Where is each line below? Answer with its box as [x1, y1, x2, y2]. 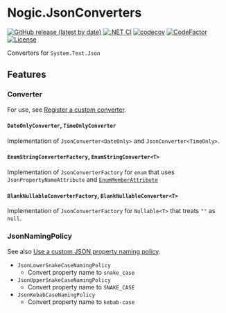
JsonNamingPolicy [7, 231, 73, 241]
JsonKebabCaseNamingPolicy [17, 291, 96, 298]
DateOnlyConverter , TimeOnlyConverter [7, 121, 116, 130]
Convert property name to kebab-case [27, 297, 135, 306]
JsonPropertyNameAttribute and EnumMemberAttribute [7, 176, 158, 184]
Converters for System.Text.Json [7, 49, 101, 57]
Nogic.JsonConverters [7, 5, 142, 21]
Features [7, 69, 46, 81]
